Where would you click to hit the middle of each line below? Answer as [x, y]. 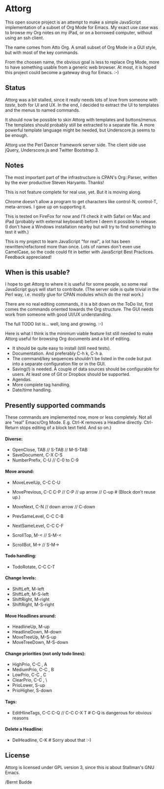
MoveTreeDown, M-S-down [40, 642]
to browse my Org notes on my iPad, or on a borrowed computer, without [79, 32]
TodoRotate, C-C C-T [34, 567]
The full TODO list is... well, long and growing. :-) [54, 324]
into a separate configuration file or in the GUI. [59, 364]
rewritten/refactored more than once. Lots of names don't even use [73, 246]
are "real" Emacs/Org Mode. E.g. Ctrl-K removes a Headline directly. [74, 422]
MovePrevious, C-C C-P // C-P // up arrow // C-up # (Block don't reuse [84, 492]
